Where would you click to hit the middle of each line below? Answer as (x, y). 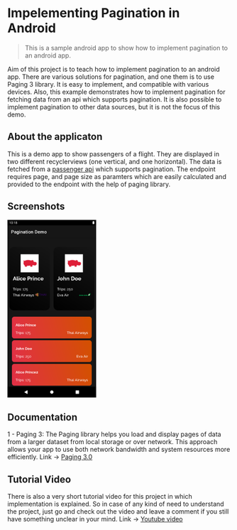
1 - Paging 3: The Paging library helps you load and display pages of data (114, 434)
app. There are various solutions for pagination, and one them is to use (111, 77)
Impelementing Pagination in (94, 13)
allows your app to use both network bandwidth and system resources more (119, 450)
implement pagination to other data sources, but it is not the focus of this (114, 107)
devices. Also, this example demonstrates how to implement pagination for (116, 92)
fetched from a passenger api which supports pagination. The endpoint (112, 169)
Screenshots (36, 206)
